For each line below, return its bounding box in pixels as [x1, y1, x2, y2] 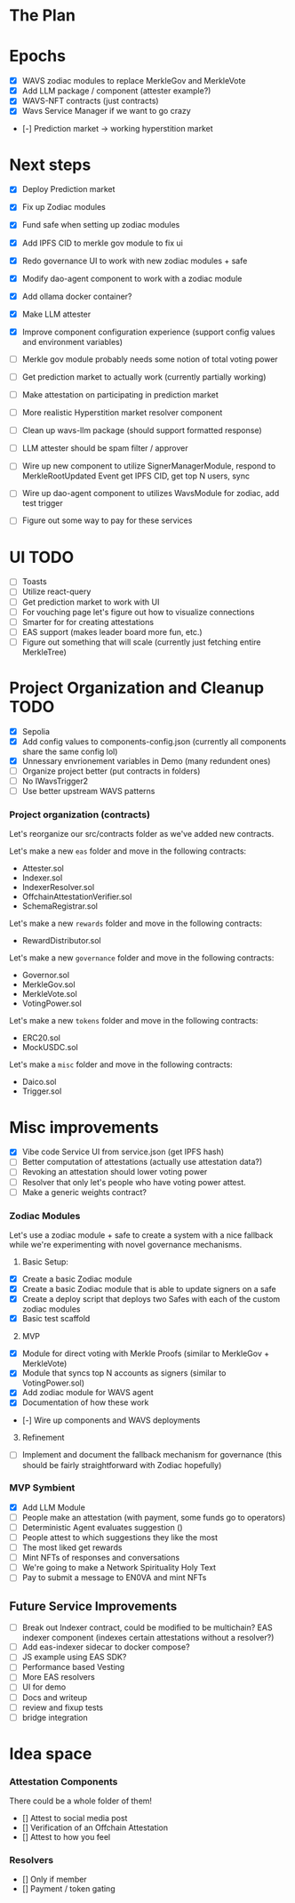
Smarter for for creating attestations [21, 616, 154, 627]
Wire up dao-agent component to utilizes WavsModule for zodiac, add [21, 488, 280, 499]
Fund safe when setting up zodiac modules [21, 220, 180, 230]
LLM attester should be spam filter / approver [21, 443, 188, 454]
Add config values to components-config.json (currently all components [21, 735, 287, 747]
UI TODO [9, 547, 75, 567]
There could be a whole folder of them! [9, 1795, 153, 1806]
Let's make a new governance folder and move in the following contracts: [9, 952, 275, 963]
